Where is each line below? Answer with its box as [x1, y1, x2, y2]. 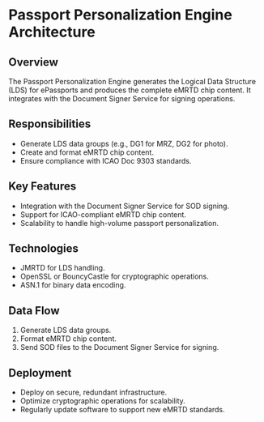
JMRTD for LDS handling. [19, 263, 105, 273]
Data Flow [8, 304, 60, 318]
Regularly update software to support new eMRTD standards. [19, 405, 225, 415]
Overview [8, 55, 59, 69]
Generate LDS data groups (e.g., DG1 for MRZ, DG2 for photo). [19, 139, 228, 148]
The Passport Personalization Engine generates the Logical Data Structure [8, 77, 257, 86]
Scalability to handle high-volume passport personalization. [19, 218, 219, 228]
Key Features [8, 180, 77, 194]
